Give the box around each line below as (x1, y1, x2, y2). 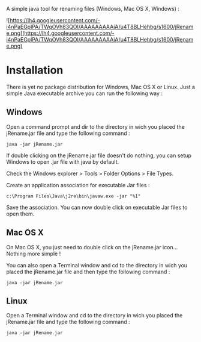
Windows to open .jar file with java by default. (6, 158, 119, 165)
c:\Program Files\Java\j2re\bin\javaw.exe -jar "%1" (6, 193, 141, 199)
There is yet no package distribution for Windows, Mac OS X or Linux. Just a (6, 83, 196, 90)
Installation (6, 63, 64, 77)
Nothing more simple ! (6, 250, 61, 257)
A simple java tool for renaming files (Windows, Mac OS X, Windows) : (6, 5, 180, 12)
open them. (6, 210, 35, 217)
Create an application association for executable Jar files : (6, 181, 150, 188)
